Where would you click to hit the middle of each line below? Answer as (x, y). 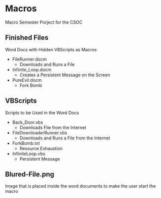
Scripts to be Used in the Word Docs (42, 113)
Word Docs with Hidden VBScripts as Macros (51, 49)
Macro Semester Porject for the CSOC (44, 22)
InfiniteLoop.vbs (29, 154)
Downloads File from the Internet (53, 127)
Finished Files (27, 38)
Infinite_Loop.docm (32, 69)
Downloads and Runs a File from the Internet (65, 138)
